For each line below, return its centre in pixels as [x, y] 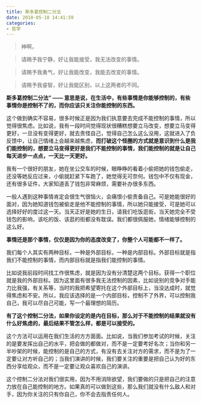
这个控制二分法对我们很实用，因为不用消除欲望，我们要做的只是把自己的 [96, 379]
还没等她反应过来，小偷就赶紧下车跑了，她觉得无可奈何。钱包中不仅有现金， [101, 176]
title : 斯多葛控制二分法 [34, 12]
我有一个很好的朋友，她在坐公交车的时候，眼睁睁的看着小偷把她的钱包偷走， [101, 169]
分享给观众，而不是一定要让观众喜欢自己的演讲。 [72, 366]
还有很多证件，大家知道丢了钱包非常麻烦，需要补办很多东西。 [83, 184]
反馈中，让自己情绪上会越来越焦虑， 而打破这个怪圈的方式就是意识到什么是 [98, 141]
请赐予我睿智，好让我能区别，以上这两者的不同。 [81, 85]
